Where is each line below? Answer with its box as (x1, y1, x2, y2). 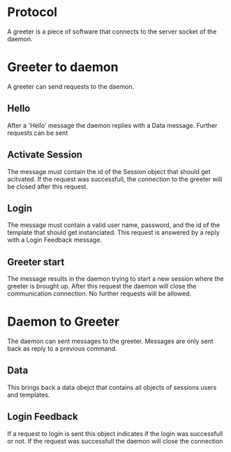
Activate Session (7, 149, 82, 161)
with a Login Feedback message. (7, 235, 103, 245)
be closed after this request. (7, 182, 89, 191)
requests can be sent (7, 129, 68, 137)
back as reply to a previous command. (7, 344, 117, 353)
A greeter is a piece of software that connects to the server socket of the (7, 27, 217, 36)
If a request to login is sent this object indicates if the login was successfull (7, 429, 223, 437)
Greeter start (7, 256, 65, 268)
